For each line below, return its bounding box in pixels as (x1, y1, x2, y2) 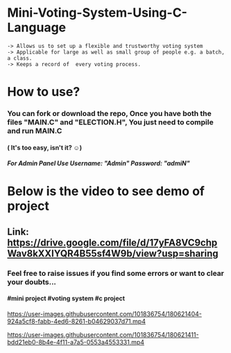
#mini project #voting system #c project (7, 294, 126, 303)
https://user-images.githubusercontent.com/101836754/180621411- (7, 330, 199, 338)
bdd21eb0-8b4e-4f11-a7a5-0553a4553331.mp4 (7, 338, 144, 346)
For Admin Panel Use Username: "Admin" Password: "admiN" (7, 159, 190, 167)
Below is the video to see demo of (7, 183, 205, 199)
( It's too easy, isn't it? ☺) (7, 143, 82, 151)
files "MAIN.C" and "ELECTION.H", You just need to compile (7, 117, 214, 127)
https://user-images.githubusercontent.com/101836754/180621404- (7, 309, 203, 318)
